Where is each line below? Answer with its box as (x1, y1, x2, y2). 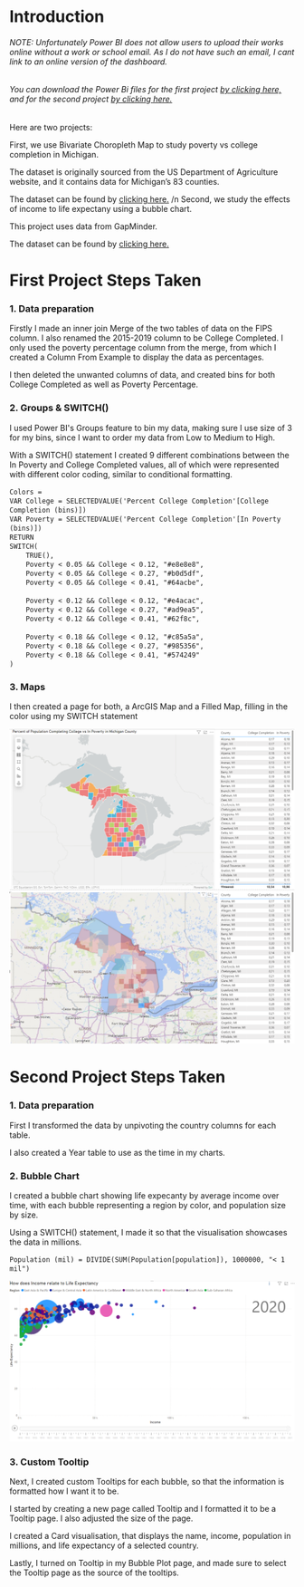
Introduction (9, 6, 105, 27)
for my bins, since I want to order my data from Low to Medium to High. (9, 432, 276, 443)
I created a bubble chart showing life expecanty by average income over (9, 1190, 280, 1201)
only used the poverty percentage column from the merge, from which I (9, 342, 277, 353)
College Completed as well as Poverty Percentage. (9, 379, 199, 390)
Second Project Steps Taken (9, 1067, 226, 1088)
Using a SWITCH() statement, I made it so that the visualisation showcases (9, 1227, 288, 1238)
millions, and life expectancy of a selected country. (9, 1540, 199, 1551)
